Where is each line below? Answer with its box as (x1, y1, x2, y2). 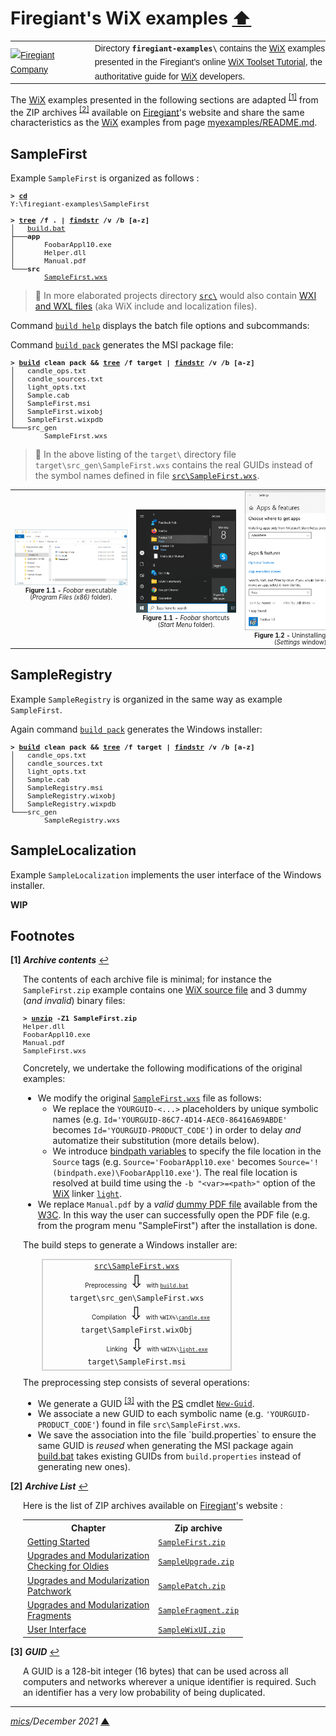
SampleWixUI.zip (158, 1625, 226, 1635)
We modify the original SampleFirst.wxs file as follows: (37, 1092, 262, 1104)
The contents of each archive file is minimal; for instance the (23, 973, 272, 986)
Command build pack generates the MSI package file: (10, 339, 234, 351)
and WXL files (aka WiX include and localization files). (34, 300, 258, 312)
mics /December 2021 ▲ (10, 1715, 110, 1727)
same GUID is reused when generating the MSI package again (37, 1440, 294, 1452)
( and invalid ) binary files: (23, 995, 126, 1007)
